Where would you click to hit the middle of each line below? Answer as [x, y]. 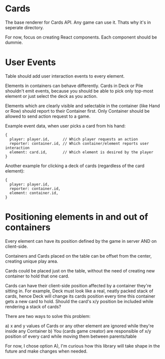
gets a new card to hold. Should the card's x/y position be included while [79, 301]
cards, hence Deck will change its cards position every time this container [80, 296]
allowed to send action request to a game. [48, 116]
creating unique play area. [32, 261]
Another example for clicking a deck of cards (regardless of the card [75, 166]
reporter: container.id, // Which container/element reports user [79, 143]
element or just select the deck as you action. [51, 96]
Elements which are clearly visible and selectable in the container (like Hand [82, 106]
